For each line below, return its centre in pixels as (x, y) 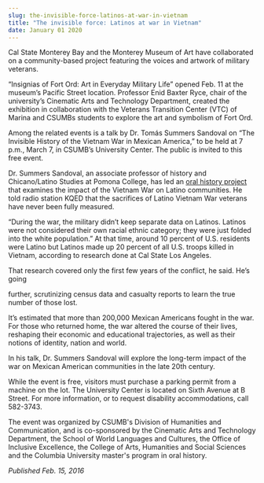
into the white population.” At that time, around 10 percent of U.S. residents (129, 239)
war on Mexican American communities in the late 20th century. (112, 367)
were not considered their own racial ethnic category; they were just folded (130, 230)
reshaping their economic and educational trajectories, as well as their (122, 334)
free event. (26, 158)
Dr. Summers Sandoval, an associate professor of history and (107, 173)
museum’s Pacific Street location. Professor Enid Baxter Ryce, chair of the (128, 93)
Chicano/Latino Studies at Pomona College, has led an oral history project (128, 182)
